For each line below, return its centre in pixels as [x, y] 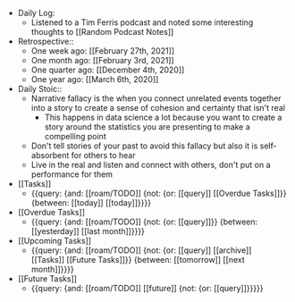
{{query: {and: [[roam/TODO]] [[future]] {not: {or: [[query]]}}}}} [147, 288]
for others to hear [103, 155]
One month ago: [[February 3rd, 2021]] [102, 60]
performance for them [72, 174]
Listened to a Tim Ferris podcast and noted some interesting [142, 22]
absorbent [50, 155]
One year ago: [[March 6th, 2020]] [95, 79]
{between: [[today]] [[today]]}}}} [91, 203]
